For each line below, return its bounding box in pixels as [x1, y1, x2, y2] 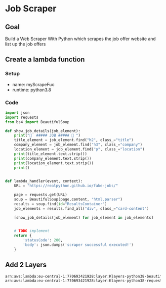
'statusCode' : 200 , [23, 238, 63, 243]
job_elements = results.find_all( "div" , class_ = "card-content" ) [14, 206, 149, 211]
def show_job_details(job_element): [5, 128, 81, 134]
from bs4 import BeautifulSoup [5, 119, 70, 124]
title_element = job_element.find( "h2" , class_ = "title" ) [14, 138, 134, 143]
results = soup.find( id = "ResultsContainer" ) [14, 201, 107, 206]
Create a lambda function [5, 55, 85, 64]
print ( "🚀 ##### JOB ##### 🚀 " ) [14, 133, 81, 138]
